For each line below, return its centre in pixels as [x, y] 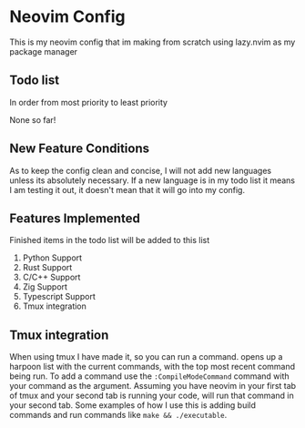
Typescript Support [59, 297]
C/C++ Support [51, 277]
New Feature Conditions [80, 149]
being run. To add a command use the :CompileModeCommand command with [149, 376]
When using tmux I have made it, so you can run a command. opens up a [146, 357]
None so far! [33, 119]
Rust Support [47, 268]
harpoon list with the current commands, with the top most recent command [152, 367]
